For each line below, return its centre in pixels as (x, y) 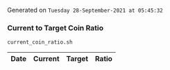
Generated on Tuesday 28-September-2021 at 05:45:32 (85, 10)
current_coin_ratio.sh (40, 42)
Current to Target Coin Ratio (56, 28)
